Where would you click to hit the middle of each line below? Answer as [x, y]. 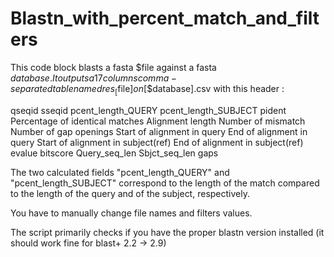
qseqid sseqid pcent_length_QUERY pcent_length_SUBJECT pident [148, 110]
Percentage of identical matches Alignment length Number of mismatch [158, 121]
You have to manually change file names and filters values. [131, 213]
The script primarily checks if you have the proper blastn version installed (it [167, 232]
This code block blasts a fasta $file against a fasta [113, 67]
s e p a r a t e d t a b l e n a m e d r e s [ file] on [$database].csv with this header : [147, 89]
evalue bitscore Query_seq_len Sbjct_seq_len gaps [114, 153]
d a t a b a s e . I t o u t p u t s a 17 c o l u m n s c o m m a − [93, 78]
